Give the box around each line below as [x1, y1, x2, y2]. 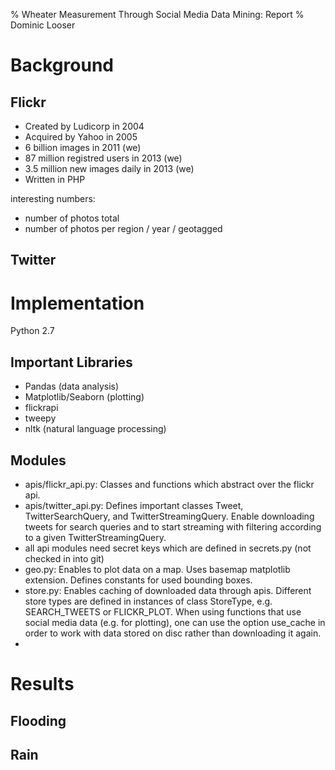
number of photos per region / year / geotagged [24, 223, 223, 234]
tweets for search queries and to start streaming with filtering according [24, 520, 322, 533]
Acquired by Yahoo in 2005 [24, 131, 138, 143]
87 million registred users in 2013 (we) [24, 152, 183, 164]
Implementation [10, 292, 145, 314]
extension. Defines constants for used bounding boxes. [24, 574, 253, 586]
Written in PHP [24, 174, 86, 185]
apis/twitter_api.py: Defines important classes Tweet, [24, 499, 244, 511]
